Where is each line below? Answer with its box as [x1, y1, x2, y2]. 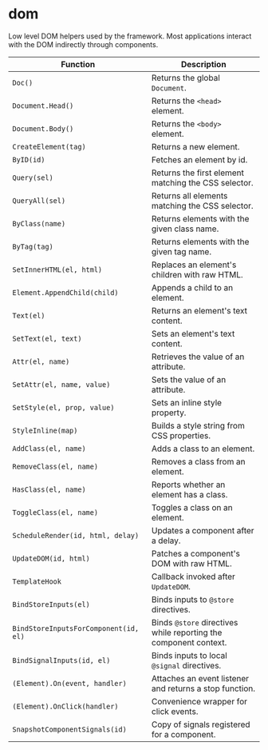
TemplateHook [12, 576, 62, 586]
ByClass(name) [12, 219, 66, 228]
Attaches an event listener [151, 672, 250, 684]
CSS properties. [151, 429, 211, 441]
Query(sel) [12, 173, 53, 182]
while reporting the [151, 627, 223, 638]
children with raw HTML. [151, 269, 243, 280]
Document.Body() [12, 124, 74, 133]
